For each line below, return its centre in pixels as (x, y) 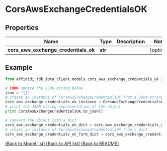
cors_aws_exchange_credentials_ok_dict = (49, 125)
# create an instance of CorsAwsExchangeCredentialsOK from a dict (77, 130)
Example (19, 68)
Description (131, 42)
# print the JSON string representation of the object (63, 107)
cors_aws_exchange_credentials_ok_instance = (53, 102)
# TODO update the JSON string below (44, 88)
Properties (22, 28)
